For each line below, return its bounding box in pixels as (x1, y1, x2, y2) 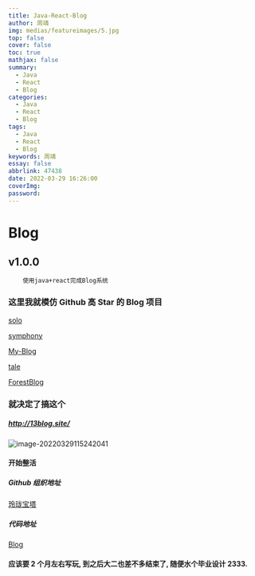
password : (8, 189, 41, 198)
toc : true (8, 49, 41, 57)
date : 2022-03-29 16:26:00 (8, 174, 98, 183)
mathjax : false (8, 57, 59, 65)
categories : (8, 93, 48, 101)
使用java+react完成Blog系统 (22, 276, 109, 284)
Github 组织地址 (8, 477, 61, 487)
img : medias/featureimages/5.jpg (8, 26, 120, 34)
